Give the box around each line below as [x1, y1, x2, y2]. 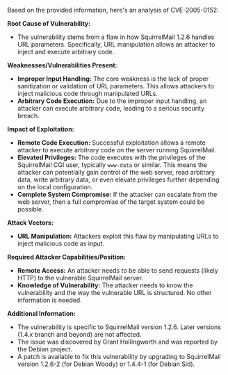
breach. [17, 111, 40, 120]
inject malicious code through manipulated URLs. [17, 90, 158, 97]
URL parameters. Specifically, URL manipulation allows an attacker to [17, 40, 215, 48]
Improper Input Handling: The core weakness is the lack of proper [17, 74, 209, 83]
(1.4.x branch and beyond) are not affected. [17, 330, 142, 338]
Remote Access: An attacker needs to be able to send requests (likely [17, 266, 219, 274]
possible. [17, 205, 44, 213]
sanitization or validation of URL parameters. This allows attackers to [17, 82, 214, 90]
